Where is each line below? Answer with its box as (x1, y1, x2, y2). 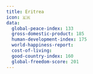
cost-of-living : (11, 48, 52, 54)
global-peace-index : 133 (11, 25, 74, 32)
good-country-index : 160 (11, 53, 74, 59)
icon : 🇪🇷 (6, 14, 31, 20)
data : (6, 20, 20, 26)
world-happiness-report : (11, 42, 74, 48)
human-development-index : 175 (11, 36, 87, 42)
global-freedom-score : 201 (11, 58, 79, 64)
